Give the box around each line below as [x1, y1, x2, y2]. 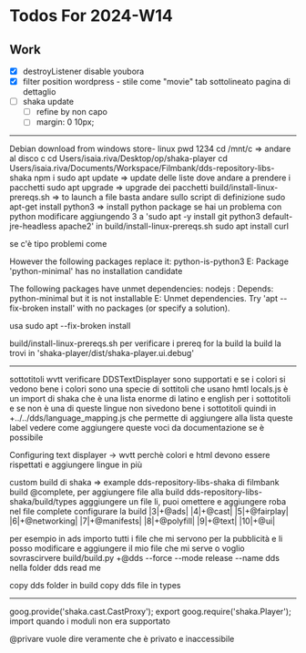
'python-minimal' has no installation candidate [9, 266, 183, 277]
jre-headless [9, 220, 57, 232]
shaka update [22, 97, 75, 107]
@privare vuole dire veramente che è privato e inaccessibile [9, 634, 235, 645]
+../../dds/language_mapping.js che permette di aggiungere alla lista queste [9, 413, 293, 423]
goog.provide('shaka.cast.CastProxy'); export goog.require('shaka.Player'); [9, 607, 291, 617]
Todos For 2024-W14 [9, 5, 173, 26]
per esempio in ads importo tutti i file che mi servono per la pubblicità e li [9, 534, 283, 545]
